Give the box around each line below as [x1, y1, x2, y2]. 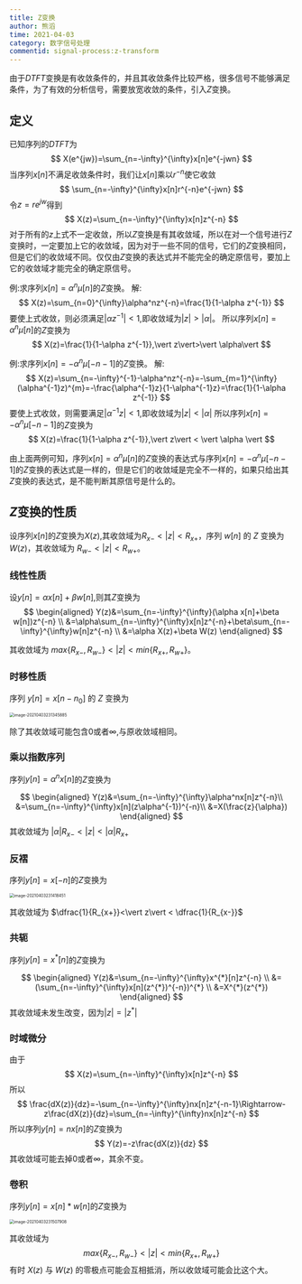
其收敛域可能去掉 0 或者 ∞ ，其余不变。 [9, 1153, 149, 1165]
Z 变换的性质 [9, 505, 77, 520]
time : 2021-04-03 [9, 30, 75, 39]
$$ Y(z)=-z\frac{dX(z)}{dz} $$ [94, 1139, 209, 1149]
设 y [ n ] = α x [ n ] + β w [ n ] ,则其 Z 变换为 [9, 591, 141, 602]
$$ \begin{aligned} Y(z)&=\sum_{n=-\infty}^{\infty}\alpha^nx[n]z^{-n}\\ [19, 792, 284, 803]
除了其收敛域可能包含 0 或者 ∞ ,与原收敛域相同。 [9, 726, 182, 737]
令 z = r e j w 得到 [9, 198, 63, 210]
